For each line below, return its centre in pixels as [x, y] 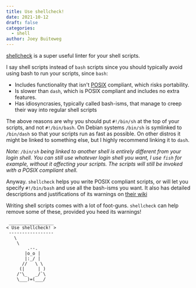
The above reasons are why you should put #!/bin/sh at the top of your [93, 121]
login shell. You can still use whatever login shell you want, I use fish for [94, 158]
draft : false [22, 22]
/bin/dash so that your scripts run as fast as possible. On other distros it [93, 134]
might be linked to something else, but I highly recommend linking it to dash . [98, 140]
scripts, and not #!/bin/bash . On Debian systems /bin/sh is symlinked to [94, 128]
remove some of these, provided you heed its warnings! [74, 212]
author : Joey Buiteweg [34, 39]
